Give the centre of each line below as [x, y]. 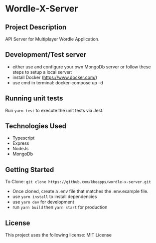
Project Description [36, 27]
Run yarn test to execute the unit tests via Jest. [54, 110]
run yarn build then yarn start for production [60, 207]
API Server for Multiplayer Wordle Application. [52, 39]
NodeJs [20, 149]
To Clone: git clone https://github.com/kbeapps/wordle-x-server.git [78, 182]
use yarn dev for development [43, 202]
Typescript [23, 138]
